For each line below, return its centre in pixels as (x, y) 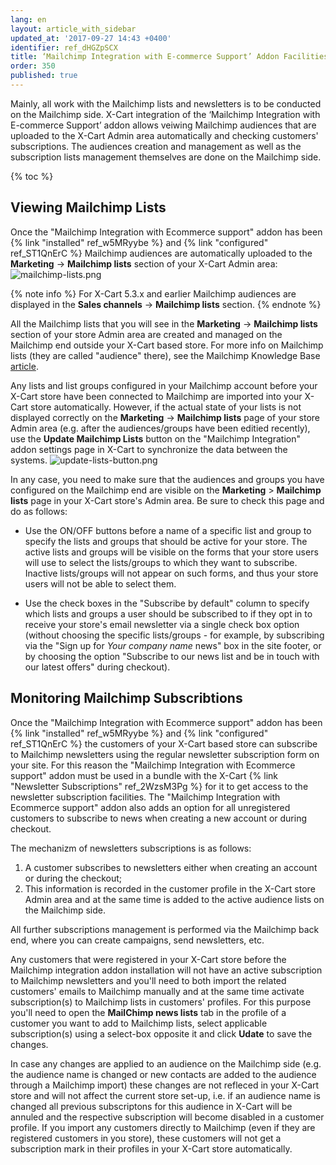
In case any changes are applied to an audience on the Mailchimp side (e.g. (166, 1063)
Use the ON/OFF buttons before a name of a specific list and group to (168, 530)
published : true (44, 76)
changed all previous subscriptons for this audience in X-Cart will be (151, 1106)
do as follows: (39, 511)
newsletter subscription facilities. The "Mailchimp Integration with (145, 797)
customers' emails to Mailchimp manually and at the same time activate (157, 991)
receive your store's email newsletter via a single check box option (162, 624)
